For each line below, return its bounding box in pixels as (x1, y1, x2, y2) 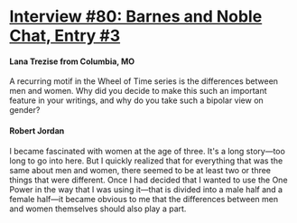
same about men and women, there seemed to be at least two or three (9, 164, 272, 175)
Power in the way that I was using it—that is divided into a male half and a (9, 183, 283, 195)
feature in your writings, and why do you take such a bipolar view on (9, 95, 264, 106)
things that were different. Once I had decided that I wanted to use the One (9, 174, 288, 185)
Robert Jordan (9, 125, 65, 136)
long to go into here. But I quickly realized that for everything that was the (9, 155, 283, 166)
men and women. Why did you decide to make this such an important (9, 86, 268, 97)
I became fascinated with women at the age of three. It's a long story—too (9, 145, 286, 156)
